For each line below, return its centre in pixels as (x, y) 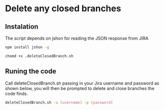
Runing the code (31, 71)
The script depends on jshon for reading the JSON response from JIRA (77, 38)
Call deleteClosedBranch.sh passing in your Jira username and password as (82, 83)
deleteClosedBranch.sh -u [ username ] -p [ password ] (59, 102)
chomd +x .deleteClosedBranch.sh (39, 56)
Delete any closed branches (63, 9)
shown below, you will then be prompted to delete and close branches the (80, 88)
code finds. (16, 93)
